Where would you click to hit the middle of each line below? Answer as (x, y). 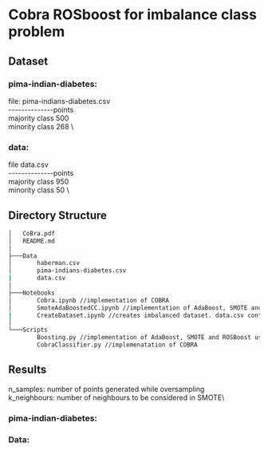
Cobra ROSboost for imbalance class (133, 15)
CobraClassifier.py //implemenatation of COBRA (117, 345)
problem (37, 32)
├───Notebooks (32, 293)
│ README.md (32, 241)
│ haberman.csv (44, 263)
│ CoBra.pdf (32, 233)
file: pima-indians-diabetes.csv (59, 101)
